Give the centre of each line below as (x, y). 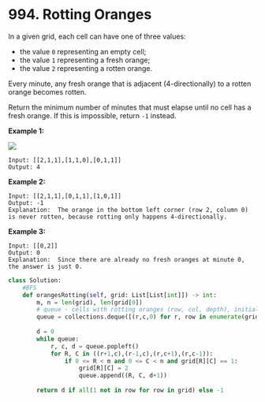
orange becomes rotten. (47, 91)
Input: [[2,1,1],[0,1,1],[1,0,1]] (65, 196)
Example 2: (27, 181)
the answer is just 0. (45, 266)
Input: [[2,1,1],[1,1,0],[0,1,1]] (65, 160)
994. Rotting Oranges (80, 15)
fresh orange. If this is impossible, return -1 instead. (92, 115)
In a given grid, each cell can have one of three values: (97, 36)
